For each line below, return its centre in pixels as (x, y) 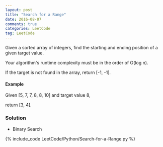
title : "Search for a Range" (36, 15)
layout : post (19, 10)
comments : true (21, 24)
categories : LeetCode (28, 29)
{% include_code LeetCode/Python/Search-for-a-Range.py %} (70, 138)
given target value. (25, 53)
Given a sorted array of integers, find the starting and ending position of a (82, 48)
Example (15, 84)
